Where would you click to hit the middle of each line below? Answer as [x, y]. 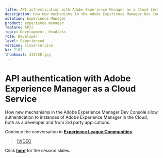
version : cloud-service [29, 45]
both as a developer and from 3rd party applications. [58, 122]
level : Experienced [25, 41]
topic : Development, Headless [36, 32]
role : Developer [21, 37]
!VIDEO [24, 141]
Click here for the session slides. [38, 151]
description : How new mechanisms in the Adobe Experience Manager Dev [78, 14]
